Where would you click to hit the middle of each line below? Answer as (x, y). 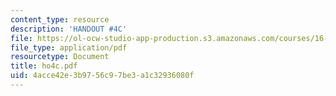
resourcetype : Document (60, 57)
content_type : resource (60, 19)
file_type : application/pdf (69, 47)
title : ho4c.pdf (44, 66)
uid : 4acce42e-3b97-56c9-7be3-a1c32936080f (102, 76)
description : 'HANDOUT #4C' (69, 29)
